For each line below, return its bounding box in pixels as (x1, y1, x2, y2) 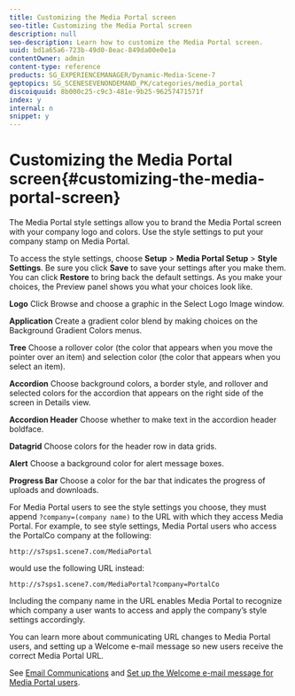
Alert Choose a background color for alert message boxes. (9, 458, 224, 469)
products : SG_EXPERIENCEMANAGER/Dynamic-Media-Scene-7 (9, 71, 216, 80)
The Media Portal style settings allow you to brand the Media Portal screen (9, 217, 282, 228)
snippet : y (9, 112, 50, 121)
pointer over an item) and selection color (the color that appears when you (9, 352, 281, 363)
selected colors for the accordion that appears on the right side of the (9, 387, 264, 399)
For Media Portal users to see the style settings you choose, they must (9, 502, 268, 512)
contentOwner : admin (9, 54, 86, 63)
